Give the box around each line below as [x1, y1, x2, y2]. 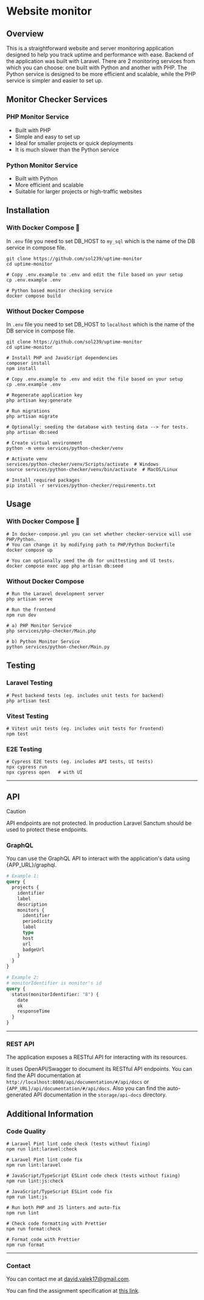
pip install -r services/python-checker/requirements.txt [6, 482, 156, 489]
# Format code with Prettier [6, 1237, 80, 1243]
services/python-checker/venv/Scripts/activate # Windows [6, 461, 159, 467]
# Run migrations [6, 408, 50, 414]
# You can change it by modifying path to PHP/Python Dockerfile [6, 542, 175, 548]
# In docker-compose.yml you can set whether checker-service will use [6, 531, 191, 537]
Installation [6, 205, 50, 216]
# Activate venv [6, 456, 47, 462]
